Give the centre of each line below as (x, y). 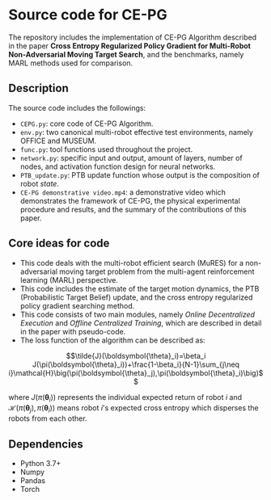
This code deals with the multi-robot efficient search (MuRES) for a (132, 263)
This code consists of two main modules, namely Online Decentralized (138, 314)
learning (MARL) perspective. (69, 279)
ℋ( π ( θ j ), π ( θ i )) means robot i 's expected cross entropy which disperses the (133, 409)
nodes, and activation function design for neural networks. (118, 166)
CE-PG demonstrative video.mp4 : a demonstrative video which (123, 192)
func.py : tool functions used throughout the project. (106, 149)
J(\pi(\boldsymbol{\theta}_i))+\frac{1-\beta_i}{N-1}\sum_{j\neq (136, 364)
